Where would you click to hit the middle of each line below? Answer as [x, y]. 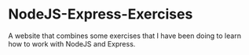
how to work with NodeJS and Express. [72, 43]
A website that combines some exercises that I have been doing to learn [125, 36]
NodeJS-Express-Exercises [101, 14]
